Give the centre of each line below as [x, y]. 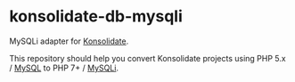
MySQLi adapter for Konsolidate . [69, 41]
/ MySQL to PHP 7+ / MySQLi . [64, 68]
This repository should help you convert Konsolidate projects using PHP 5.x [148, 58]
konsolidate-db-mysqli [96, 16]
